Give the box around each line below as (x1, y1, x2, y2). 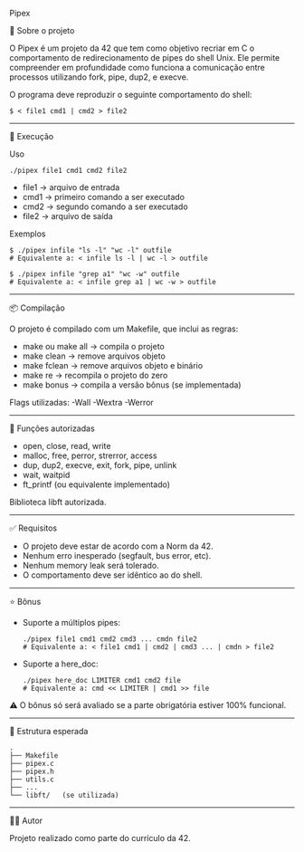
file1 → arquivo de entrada (22, 182, 120, 193)
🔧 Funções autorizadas (9, 423, 95, 434)
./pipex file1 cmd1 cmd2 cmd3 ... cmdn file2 (22, 635, 197, 644)
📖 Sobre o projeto (9, 25, 75, 35)
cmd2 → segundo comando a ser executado (22, 201, 188, 212)
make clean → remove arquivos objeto (22, 350, 166, 361)
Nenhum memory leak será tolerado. (22, 560, 160, 570)
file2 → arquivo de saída (22, 211, 113, 221)
